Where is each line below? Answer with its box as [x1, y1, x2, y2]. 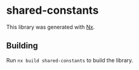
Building [6, 41, 38, 51]
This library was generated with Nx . [6, 23, 95, 31]
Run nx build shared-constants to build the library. [6, 56, 134, 63]
